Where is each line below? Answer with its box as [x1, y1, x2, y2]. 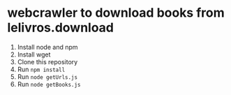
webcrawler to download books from [7, 5, 225, 21]
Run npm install [17, 65, 66, 73]
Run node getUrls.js [17, 72, 78, 81]
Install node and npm [17, 43, 78, 51]
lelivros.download [7, 20, 114, 36]
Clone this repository [17, 57, 78, 66]
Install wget [17, 50, 51, 59]
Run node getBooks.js [17, 80, 81, 88]
